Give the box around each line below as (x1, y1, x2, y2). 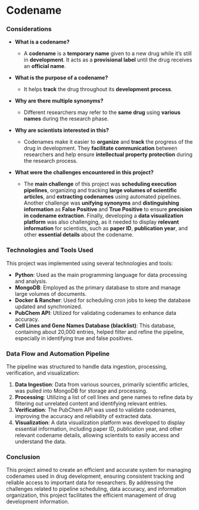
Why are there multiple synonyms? (14, 97, 104, 104)
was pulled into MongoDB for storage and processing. (14, 387, 148, 394)
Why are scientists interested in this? (14, 126, 109, 134)
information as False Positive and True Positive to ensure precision (23, 206, 192, 213)
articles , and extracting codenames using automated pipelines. (23, 193, 182, 200)
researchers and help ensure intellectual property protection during (23, 151, 192, 158)
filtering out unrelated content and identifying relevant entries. (14, 400, 168, 407)
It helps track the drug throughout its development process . (23, 86, 173, 93)
